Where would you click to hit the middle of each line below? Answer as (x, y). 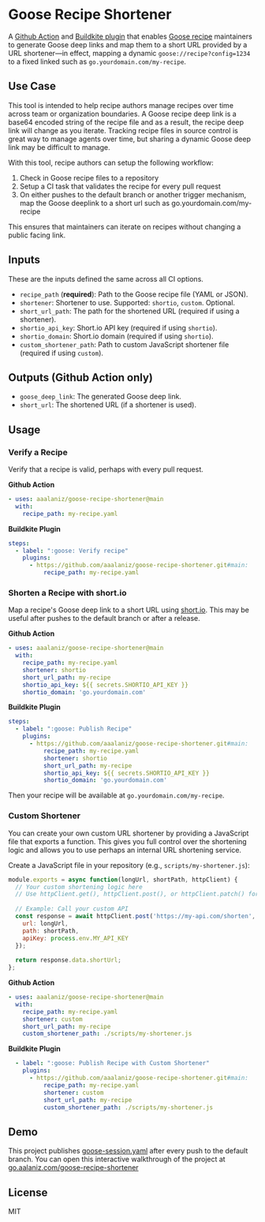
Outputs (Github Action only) (81, 377)
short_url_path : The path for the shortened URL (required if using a (129, 311)
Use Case (32, 86)
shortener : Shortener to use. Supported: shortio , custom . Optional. (127, 302)
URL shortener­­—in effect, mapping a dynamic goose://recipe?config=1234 (129, 53)
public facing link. (37, 235)
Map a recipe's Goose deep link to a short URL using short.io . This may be (129, 610)
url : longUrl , (45, 923)
